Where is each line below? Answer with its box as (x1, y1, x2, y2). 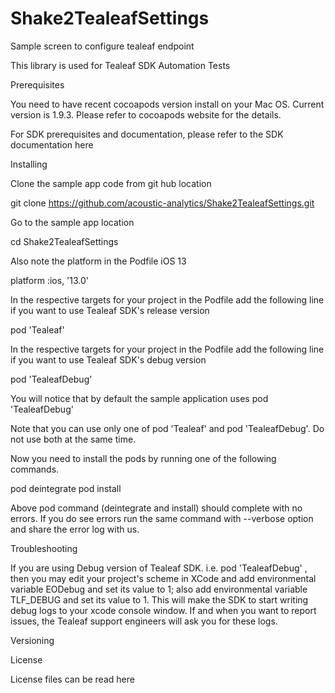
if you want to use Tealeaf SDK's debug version (10, 353, 207, 366)
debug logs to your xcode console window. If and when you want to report (10, 604, 317, 616)
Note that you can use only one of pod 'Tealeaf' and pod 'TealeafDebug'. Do (10, 422, 325, 434)
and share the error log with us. (10, 523, 140, 535)
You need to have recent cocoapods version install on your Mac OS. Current (10, 98, 325, 110)
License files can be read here (10, 673, 135, 685)
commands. (10, 463, 60, 475)
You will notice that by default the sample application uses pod (10, 392, 269, 404)
